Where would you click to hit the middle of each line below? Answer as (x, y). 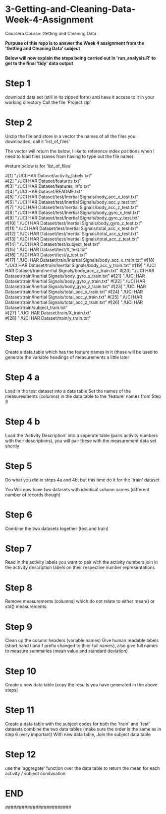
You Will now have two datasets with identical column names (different (77, 489)
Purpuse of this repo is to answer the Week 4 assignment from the (75, 43)
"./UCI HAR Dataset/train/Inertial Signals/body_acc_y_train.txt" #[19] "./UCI (81, 265)
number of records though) (33, 495)
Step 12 (21, 755)
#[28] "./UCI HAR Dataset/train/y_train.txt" (48, 318)
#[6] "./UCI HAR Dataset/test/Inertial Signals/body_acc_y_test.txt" (71, 202)
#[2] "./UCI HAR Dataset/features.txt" (43, 181)
